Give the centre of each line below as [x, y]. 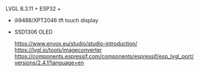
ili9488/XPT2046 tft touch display [56, 20]
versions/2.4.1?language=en [49, 63]
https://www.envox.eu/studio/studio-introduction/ [76, 43]
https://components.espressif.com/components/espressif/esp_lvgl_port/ [104, 56]
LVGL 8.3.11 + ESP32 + [33, 9]
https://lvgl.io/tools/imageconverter [58, 50]
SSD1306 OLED [33, 32]
